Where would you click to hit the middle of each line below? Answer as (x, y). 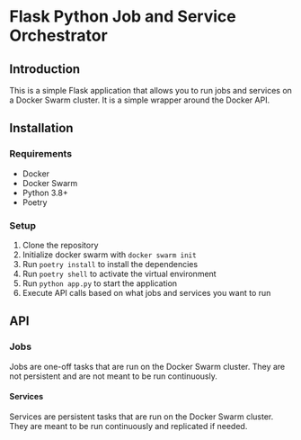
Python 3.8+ (45, 193)
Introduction (45, 69)
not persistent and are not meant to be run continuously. (113, 376)
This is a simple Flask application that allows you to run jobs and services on (150, 90)
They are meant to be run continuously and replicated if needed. (128, 426)
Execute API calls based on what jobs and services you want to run (146, 292)
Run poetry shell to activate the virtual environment (120, 274)
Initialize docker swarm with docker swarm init (109, 255)
